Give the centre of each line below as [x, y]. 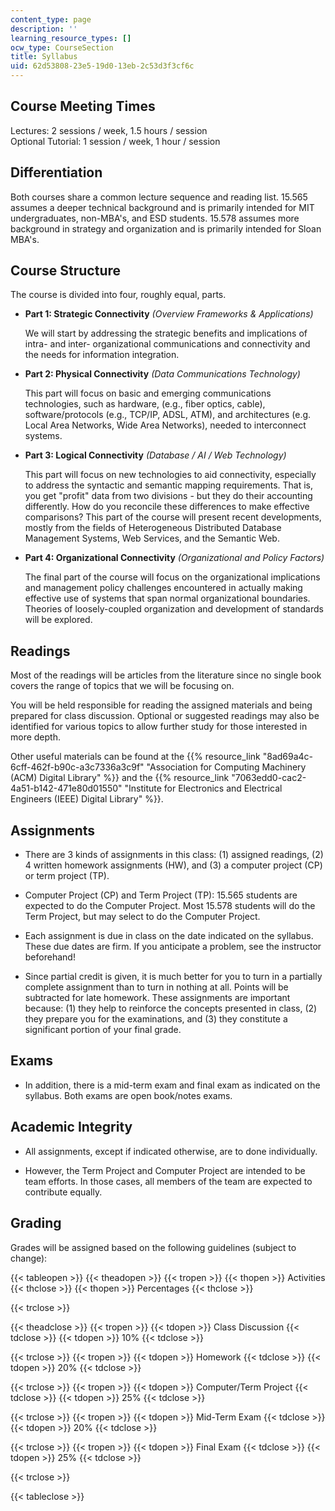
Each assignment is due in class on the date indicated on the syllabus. [169, 936]
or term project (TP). [67, 876]
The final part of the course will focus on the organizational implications [172, 577]
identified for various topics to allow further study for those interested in [159, 727]
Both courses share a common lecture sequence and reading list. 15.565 [159, 197]
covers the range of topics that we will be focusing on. [122, 686]
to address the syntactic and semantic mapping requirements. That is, [168, 485]
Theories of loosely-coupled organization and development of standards [174, 609]
